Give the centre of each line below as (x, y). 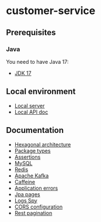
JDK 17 (23, 73)
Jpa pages (27, 194)
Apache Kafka (32, 175)
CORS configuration (39, 207)
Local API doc (31, 112)
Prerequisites (31, 33)
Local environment (41, 92)
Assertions (27, 157)
